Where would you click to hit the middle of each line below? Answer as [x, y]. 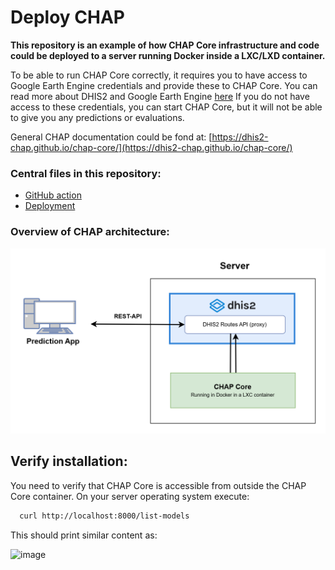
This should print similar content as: [84, 535]
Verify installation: [69, 461]
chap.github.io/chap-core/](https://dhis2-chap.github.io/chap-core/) [151, 147]
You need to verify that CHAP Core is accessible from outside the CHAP [158, 485]
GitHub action [53, 195]
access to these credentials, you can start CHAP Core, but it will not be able [166, 107]
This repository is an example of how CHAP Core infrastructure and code [165, 45]
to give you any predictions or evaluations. [97, 117]
